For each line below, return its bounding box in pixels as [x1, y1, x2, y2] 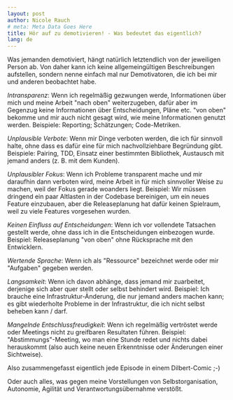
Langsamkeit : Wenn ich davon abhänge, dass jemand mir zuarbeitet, [7, 277, 205, 286]
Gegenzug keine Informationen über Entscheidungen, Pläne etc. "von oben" [7, 106, 226, 114]
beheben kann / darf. [7, 307, 68, 316]
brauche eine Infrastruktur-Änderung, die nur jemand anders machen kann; [7, 292, 225, 301]
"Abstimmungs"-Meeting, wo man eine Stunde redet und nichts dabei [7, 336, 208, 344]
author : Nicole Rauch [7, 17, 71, 24]
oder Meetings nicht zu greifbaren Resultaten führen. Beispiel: [7, 328, 187, 336]
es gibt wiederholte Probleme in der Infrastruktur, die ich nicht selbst [7, 299, 205, 308]
